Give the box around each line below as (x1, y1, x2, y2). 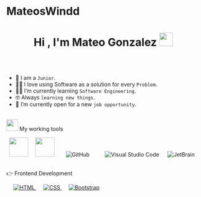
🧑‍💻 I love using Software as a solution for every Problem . (15, 81, 158, 88)
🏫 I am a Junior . (15, 74, 56, 82)
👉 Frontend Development (6, 170, 73, 177)
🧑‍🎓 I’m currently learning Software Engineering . (15, 87, 136, 95)
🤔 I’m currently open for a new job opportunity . (15, 101, 136, 108)
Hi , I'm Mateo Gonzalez (33, 36, 157, 50)
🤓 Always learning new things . (15, 94, 95, 101)
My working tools (19, 125, 63, 133)
